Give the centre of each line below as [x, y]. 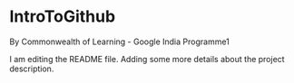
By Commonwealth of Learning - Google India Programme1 [119, 41]
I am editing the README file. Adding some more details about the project [147, 59]
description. [32, 69]
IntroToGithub [63, 17]
